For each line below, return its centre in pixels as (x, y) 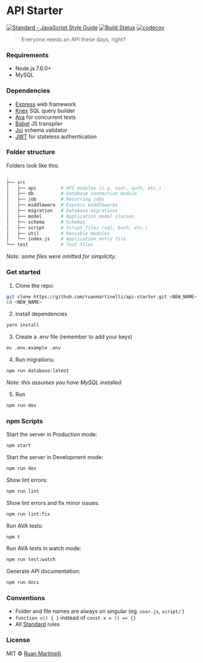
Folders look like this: (33, 165)
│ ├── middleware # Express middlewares (62, 205)
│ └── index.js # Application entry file (66, 239)
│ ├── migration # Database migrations (62, 211)
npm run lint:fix (28, 514)
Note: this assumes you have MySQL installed (64, 382)
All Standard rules (37, 624)
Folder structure (31, 152)
